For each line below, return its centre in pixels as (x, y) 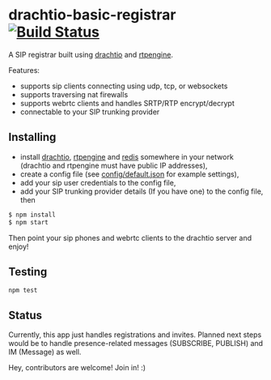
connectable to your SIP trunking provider (90, 112)
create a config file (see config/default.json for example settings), (129, 174)
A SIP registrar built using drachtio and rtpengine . (91, 54)
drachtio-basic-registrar (92, 15)
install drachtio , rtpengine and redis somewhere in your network (127, 156)
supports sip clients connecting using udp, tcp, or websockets (124, 86)
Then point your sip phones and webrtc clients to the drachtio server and (130, 237)
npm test (23, 290)
